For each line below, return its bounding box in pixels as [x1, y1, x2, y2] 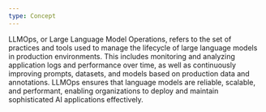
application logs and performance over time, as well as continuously [8, 60, 237, 70]
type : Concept [8, 11, 57, 20]
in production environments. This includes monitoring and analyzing [8, 51, 235, 61]
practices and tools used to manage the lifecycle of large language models [8, 42, 258, 53]
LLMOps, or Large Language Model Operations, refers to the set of [8, 34, 232, 44]
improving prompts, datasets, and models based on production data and [8, 68, 250, 78]
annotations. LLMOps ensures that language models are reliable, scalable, [8, 77, 256, 87]
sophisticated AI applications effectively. [8, 94, 144, 104]
